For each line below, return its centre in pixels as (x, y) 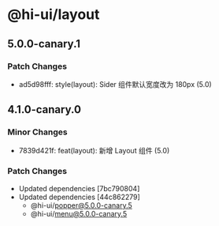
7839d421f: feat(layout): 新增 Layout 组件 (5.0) (94, 150)
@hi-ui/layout (54, 15)
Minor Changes (37, 132)
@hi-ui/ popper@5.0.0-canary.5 (82, 205)
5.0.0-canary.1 (44, 44)
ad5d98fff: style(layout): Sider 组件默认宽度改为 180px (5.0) (115, 84)
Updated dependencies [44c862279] (80, 197)
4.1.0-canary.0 (45, 109)
